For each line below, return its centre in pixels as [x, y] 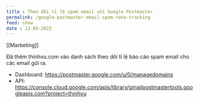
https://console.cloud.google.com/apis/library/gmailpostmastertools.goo [104, 88]
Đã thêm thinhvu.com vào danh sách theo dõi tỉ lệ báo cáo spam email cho [98, 57]
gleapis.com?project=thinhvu [51, 93]
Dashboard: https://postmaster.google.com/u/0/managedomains [94, 74]
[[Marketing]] [22, 45]
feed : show [20, 23]
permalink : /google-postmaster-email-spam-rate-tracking [78, 17]
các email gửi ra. [27, 63]
